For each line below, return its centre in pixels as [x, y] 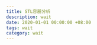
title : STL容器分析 [28, 11]
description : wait [29, 17]
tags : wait [20, 28]
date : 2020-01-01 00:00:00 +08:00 [49, 22]
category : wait [25, 33]
